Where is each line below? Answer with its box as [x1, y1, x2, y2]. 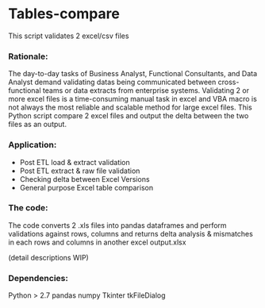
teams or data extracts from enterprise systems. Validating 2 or [42, 86, 250, 95]
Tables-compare [8, 5, 121, 23]
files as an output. [8, 120, 67, 129]
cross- [217, 77, 240, 87]
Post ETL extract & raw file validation [19, 166, 140, 175]
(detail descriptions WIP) [8, 252, 89, 262]
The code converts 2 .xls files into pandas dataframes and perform [8, 220, 228, 230]
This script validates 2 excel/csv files [8, 31, 129, 40]
